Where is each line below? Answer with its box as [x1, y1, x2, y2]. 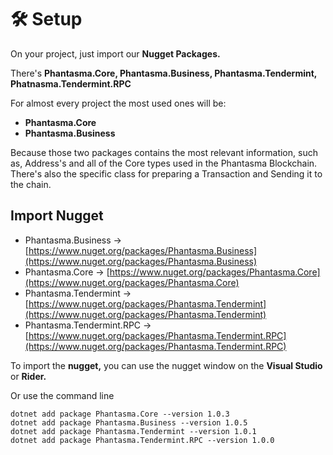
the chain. [10, 178, 52, 190]
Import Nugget [10, 207, 104, 225]
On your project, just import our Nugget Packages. [10, 47, 221, 60]
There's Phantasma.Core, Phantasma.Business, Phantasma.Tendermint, [10, 67, 318, 79]
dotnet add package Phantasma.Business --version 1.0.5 [10, 417, 248, 428]
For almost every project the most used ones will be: [10, 97, 227, 109]
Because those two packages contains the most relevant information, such [10, 146, 318, 158]
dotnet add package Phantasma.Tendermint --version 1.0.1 [10, 426, 257, 436]
